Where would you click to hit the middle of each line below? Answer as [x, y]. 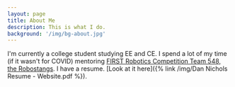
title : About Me [31, 21]
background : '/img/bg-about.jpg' [57, 34]
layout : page [27, 14]
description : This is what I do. [57, 27]
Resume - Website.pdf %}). [47, 76]
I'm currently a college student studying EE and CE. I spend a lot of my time [117, 54]
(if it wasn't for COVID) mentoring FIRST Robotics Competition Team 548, [114, 62]
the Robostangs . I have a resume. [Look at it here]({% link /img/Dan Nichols [117, 69]
